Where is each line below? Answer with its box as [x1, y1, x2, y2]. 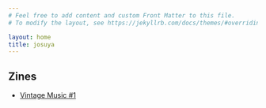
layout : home [8, 33, 51, 41]
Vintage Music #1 [19, 91, 77, 100]
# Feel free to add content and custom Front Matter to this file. [8, 11, 236, 20]
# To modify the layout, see [8, 19, 104, 27]
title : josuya [8, 40, 55, 48]
